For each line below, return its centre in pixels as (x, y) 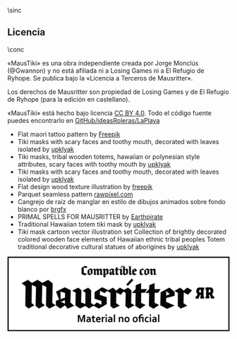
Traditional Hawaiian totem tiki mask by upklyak (87, 224)
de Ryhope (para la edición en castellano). (69, 99)
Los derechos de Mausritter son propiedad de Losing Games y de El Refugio (118, 92)
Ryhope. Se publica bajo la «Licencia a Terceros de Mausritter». (100, 78)
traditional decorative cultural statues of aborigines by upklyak (108, 246)
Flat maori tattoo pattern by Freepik (69, 134)
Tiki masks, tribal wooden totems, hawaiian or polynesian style (109, 156)
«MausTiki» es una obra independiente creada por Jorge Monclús (103, 63)
